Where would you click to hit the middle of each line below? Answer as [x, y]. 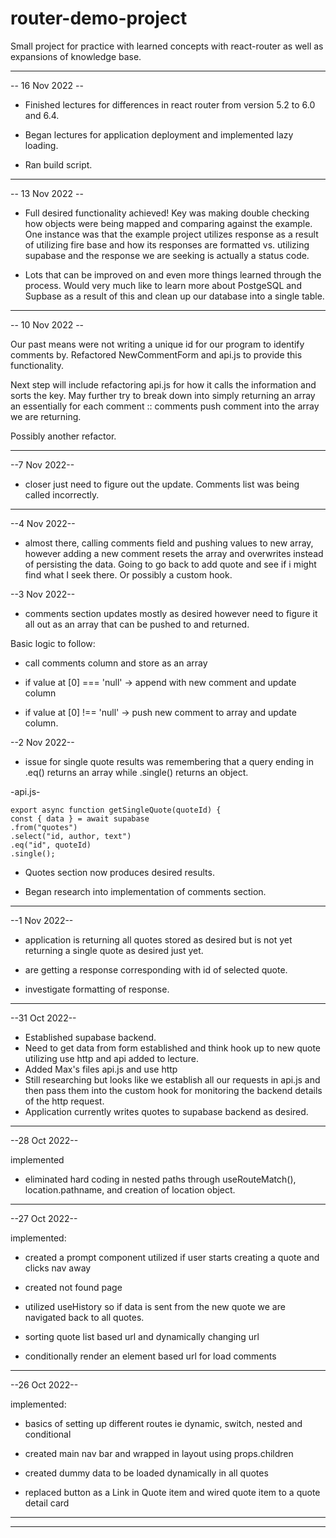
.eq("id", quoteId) [51, 845]
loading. [41, 145]
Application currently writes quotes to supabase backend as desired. [166, 1111]
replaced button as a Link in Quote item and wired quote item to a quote [172, 1492]
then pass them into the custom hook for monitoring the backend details [173, 1090]
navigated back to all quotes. [84, 1317]
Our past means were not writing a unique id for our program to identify [157, 344]
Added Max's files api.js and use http [101, 1069]
